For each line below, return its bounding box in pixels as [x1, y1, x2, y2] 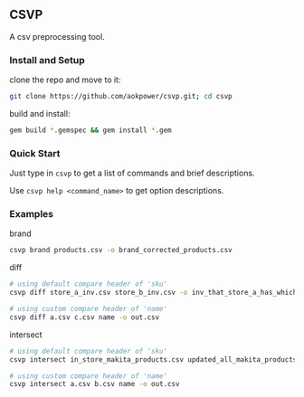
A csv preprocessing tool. [9, 31, 106, 42]
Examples [9, 208, 54, 221]
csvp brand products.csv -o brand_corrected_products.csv [9, 246, 233, 255]
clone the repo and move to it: [9, 74, 121, 85]
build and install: [9, 108, 71, 118]
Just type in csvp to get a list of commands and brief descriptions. [9, 167, 255, 179]
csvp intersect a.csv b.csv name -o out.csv [9, 380, 180, 389]
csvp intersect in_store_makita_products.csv [9, 354, 184, 364]
